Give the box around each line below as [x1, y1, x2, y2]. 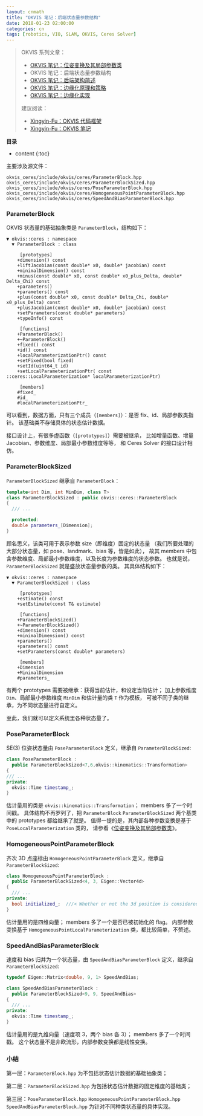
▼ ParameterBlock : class [11, 241, 77, 248]
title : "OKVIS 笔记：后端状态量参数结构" [6, 15, 101, 21]
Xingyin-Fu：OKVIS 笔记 [30, 125, 91, 132]
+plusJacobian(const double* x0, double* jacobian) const [17, 305, 166, 311]
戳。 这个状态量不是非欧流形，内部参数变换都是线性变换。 [6, 1038, 151, 1045]
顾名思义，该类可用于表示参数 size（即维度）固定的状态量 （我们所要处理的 [6, 539, 195, 547]
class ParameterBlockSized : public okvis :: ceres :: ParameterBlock [6, 495, 177, 501]
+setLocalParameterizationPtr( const [17, 368, 112, 375]
